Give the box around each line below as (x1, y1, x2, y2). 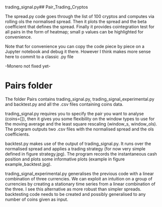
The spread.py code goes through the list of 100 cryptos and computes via (5, 14, 154, 19)
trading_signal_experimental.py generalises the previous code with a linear (5, 171, 154, 176)
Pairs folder (5, 80, 53, 91)
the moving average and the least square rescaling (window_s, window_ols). (5, 121, 158, 127)
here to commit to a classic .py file (5, 54, 74, 60)
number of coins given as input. (5, 196, 68, 202)
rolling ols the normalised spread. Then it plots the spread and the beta (5, 19, 147, 24)
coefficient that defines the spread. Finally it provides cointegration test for (5, 24, 155, 30)
